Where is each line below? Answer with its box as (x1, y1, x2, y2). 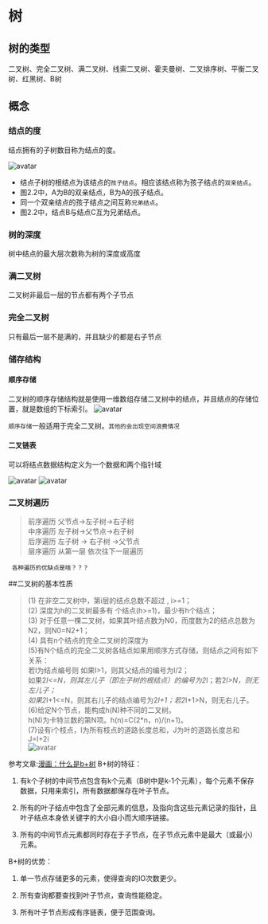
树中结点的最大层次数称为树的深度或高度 (8, 249, 141, 258)
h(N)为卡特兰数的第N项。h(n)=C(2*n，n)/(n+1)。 (27, 715, 188, 725)
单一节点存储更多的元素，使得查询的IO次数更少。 (19, 874, 181, 883)
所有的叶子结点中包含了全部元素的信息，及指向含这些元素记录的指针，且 (19, 803, 257, 812)
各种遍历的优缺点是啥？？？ (11, 564, 89, 572)
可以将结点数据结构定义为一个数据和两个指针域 (8, 460, 161, 469)
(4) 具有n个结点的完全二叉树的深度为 (27, 636, 149, 645)
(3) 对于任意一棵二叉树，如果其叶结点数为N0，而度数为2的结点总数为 (27, 616, 256, 625)
